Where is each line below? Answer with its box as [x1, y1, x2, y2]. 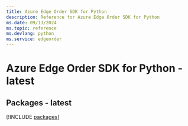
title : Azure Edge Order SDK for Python [6, 8, 108, 15]
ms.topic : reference [6, 25, 57, 31]
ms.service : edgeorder [6, 36, 62, 42]
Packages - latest [6, 98, 72, 108]
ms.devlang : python [6, 31, 54, 37]
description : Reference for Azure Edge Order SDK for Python [6, 14, 160, 20]
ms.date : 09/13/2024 [6, 20, 57, 25]
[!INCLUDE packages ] [6, 114, 60, 120]
